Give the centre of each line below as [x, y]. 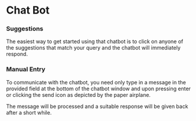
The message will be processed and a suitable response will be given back [97, 106]
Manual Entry [26, 70]
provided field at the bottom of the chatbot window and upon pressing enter [98, 89]
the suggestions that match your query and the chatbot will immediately [94, 48]
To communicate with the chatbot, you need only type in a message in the [96, 82]
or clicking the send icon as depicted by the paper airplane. [79, 94]
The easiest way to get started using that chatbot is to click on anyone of [95, 41]
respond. [17, 54]
